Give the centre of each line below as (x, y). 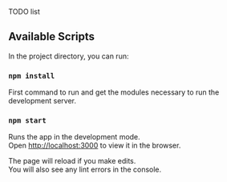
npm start (27, 121)
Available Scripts (51, 36)
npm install (32, 76)
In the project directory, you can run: (69, 56)
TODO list (24, 12)
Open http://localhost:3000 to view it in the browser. (95, 146)
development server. (43, 101)
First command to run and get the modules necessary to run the (114, 92)
